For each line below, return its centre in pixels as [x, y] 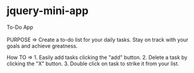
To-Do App [20, 27]
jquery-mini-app [47, 11]
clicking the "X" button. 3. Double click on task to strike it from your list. [93, 64]
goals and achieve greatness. [42, 46]
